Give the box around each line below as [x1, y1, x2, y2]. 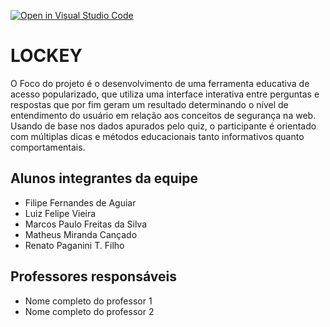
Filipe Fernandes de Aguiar [24, 196, 137, 209]
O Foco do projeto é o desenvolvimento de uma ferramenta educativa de [10, 77, 310, 89]
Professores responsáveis [10, 268, 177, 285]
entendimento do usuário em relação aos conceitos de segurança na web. [10, 109, 317, 121]
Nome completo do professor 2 [24, 305, 155, 317]
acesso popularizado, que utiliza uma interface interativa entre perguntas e [10, 88, 320, 100]
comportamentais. [10, 141, 86, 153]
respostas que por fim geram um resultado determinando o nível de [10, 98, 289, 110]
